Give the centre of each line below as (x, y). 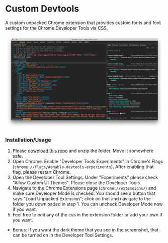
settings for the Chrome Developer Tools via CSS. (57, 28)
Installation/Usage (28, 140)
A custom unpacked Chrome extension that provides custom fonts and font (83, 23)
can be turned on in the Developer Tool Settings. (63, 235)
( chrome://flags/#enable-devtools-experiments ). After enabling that (83, 167)
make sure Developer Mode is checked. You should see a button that (84, 193)
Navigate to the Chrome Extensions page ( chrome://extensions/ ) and (84, 188)
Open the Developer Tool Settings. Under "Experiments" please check (85, 177)
